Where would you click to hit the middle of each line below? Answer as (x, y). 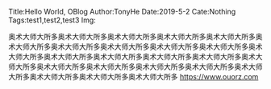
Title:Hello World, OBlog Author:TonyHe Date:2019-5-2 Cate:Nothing (122, 12)
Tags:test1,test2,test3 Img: (52, 20)
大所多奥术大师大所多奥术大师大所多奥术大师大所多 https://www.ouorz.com (133, 77)
